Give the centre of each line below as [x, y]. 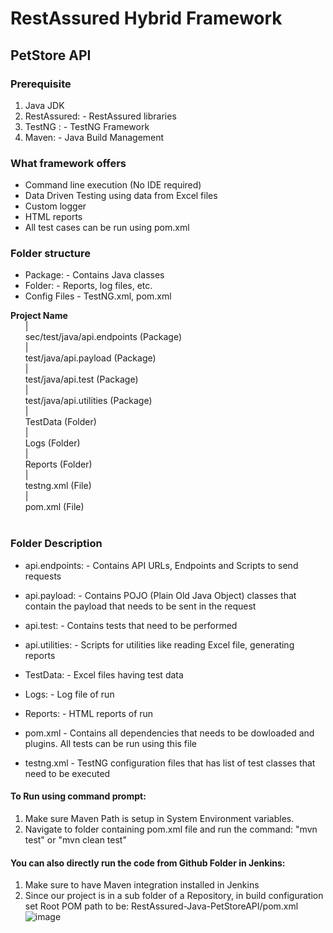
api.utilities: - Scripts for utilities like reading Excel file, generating [159, 644]
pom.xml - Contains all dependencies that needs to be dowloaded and [169, 733]
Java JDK [44, 105]
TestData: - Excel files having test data [104, 674]
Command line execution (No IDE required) [113, 185]
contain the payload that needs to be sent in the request [140, 606]
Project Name [39, 316]
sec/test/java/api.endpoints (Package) [103, 337]
